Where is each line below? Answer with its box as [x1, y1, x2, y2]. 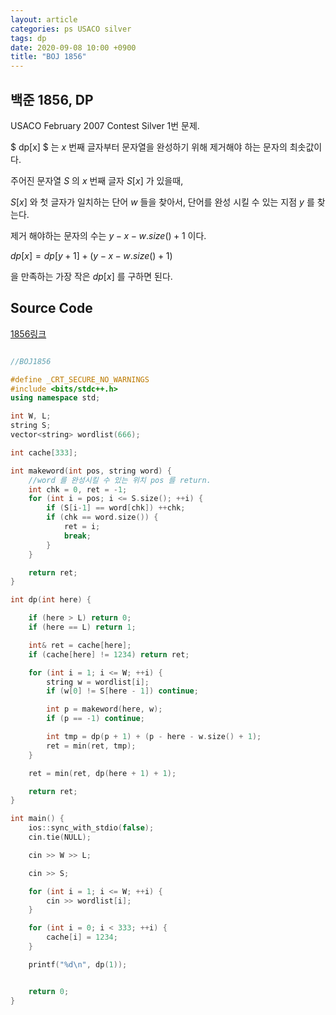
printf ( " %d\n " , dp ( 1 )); [28, 959, 128, 970]
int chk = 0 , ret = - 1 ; [28, 484, 128, 495]
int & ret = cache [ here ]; [28, 640, 132, 650]
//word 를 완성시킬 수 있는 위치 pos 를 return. [28, 475, 212, 485]
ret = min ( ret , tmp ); [46, 741, 137, 751]
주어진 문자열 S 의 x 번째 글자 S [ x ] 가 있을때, [10, 174, 184, 186]
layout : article [10, 14, 78, 25]
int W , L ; [10, 411, 52, 421]
